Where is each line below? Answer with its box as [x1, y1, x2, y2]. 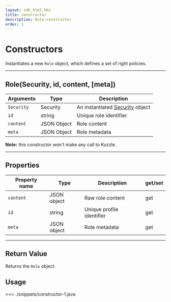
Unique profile [84, 206, 119, 213]
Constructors [5, 44, 63, 55]
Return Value [5, 250, 47, 258]
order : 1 [5, 21, 24, 27]
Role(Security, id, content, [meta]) [5, 80, 116, 89]
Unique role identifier [76, 112, 127, 119]
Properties [5, 161, 40, 170]
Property [15, 176, 37, 183]
